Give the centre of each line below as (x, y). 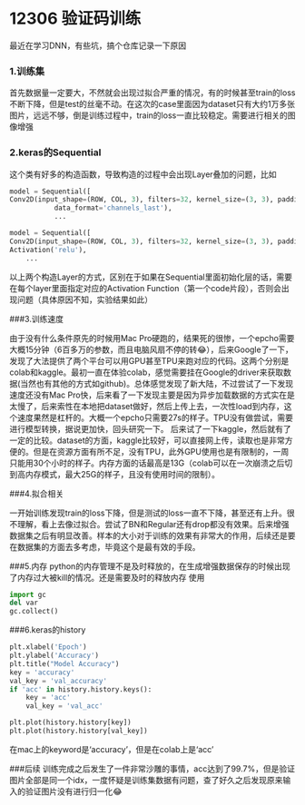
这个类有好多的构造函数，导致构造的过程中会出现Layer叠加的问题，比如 (143, 174)
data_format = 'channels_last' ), (113, 208)
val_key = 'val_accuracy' (58, 681)
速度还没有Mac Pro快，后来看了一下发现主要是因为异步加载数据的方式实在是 (152, 395)
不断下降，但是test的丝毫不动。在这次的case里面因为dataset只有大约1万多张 (152, 104)
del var (24, 603)
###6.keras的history (48, 630)
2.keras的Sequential (55, 152)
